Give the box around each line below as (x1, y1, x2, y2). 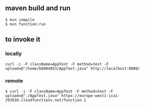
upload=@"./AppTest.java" (5, 93, 59, 98)
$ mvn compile (5, 17, 35, 22)
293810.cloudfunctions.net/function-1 (5, 97, 86, 102)
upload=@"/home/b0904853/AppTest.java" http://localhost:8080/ (5, 66, 140, 71)
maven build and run (5, 4, 71, 12)
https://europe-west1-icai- (61, 93, 120, 98)
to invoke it (5, 35, 41, 44)
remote (5, 77, 24, 84)
